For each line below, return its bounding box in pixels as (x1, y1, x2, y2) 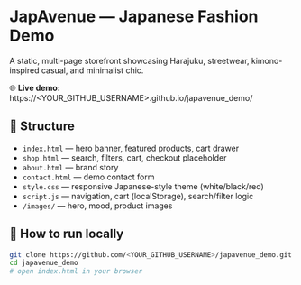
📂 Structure (9, 119, 75, 134)
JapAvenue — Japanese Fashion (9, 6, 259, 27)
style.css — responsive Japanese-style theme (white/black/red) (22, 180, 264, 191)
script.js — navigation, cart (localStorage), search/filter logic (22, 190, 254, 201)
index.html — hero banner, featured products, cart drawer (22, 142, 240, 153)
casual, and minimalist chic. (41, 65, 144, 76)
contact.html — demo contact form (22, 171, 155, 182)
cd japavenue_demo (9, 259, 78, 268)
